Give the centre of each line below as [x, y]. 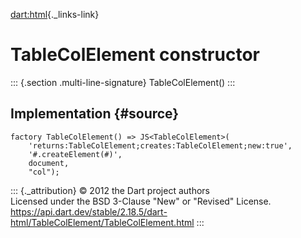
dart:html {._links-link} [55, 14]
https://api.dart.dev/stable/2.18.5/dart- [89, 211]
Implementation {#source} [95, 114]
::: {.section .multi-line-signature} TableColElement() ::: [123, 82]
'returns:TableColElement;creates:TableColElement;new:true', [160, 145]
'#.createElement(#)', [75, 154]
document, [49, 163]
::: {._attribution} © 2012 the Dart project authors [110, 190]
